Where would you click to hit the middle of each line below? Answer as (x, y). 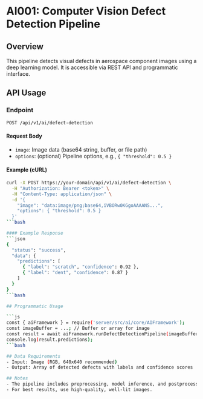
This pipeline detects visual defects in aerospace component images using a (101, 61)
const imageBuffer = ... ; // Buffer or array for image (78, 329)
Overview (25, 46)
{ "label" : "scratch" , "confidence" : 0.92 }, (80, 267)
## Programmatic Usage (35, 306)
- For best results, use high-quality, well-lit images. (79, 390)
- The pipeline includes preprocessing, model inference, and (86, 384)
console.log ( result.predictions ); (50, 340)
